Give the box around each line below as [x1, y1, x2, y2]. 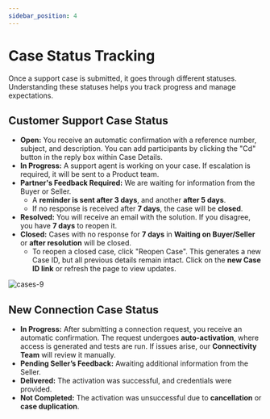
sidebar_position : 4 [8, 11, 78, 20]
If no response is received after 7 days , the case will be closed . [31, 203, 243, 214]
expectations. [8, 90, 54, 100]
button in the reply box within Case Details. [19, 153, 163, 162]
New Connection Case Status [8, 303, 160, 316]
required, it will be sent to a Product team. [19, 170, 160, 179]
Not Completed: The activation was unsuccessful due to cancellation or [19, 393, 262, 403]
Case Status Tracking [8, 46, 156, 65]
